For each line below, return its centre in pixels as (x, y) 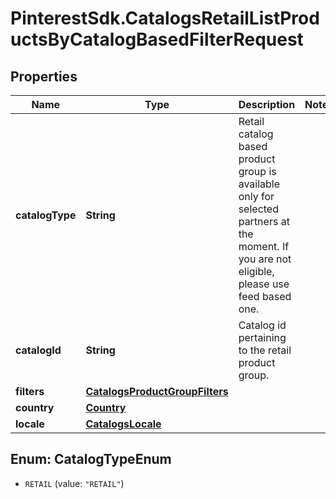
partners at (264, 221)
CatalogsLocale (123, 424)
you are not (265, 259)
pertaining (262, 337)
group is (257, 171)
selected (258, 209)
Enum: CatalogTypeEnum (91, 459)
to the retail (265, 350)
